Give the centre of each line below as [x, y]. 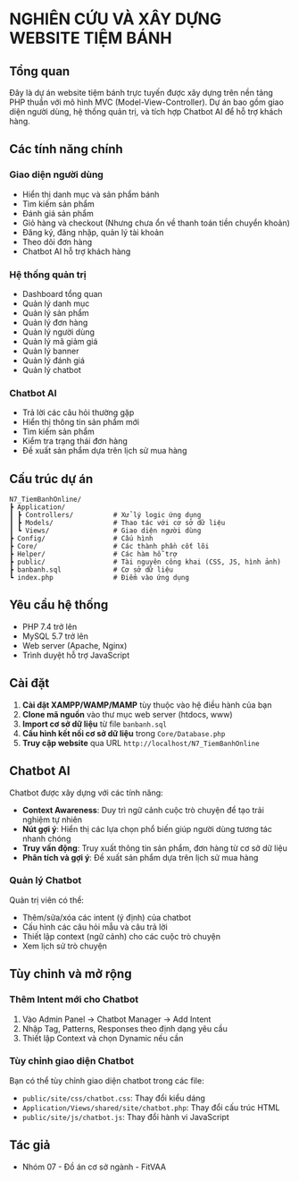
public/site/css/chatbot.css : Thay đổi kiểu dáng [113, 1098]
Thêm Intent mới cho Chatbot [74, 999]
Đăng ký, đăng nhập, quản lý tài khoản [93, 232]
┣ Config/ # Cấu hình [81, 539]
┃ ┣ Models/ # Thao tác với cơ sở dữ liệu [117, 523]
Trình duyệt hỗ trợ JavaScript [76, 655]
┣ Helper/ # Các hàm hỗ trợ [93, 555]
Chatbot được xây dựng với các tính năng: [86, 793]
